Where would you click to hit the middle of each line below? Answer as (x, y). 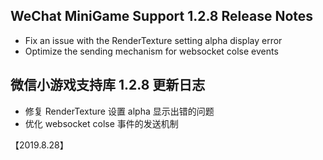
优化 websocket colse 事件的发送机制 (101, 123)
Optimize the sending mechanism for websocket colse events (151, 51)
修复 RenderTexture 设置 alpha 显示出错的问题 (119, 111)
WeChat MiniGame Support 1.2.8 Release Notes (162, 16)
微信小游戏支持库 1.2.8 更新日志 (108, 85)
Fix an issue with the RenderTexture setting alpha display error (153, 40)
